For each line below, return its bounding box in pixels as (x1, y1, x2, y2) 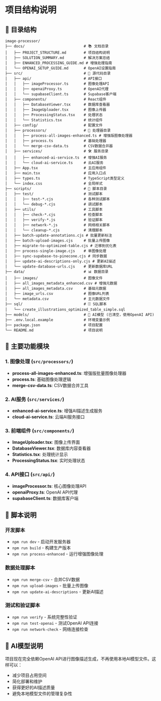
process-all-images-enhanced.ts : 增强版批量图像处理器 (12, 370, 127, 376)
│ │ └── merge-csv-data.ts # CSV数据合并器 (5, 144, 113, 148)
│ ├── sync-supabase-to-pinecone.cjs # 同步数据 (5, 254, 107, 259)
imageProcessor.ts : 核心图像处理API (12, 483, 87, 489)
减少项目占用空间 (12, 672, 47, 678)
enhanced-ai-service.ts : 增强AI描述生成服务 (12, 408, 102, 413)
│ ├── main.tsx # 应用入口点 (5, 171, 106, 176)
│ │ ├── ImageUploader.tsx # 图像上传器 (5, 107, 106, 112)
